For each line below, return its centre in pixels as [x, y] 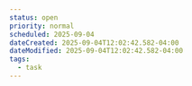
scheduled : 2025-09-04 [52, 34]
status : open [34, 17]
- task [30, 68]
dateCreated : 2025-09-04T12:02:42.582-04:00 [94, 43]
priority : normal [42, 26]
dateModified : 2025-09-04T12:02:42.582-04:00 [96, 51]
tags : [19, 59]
